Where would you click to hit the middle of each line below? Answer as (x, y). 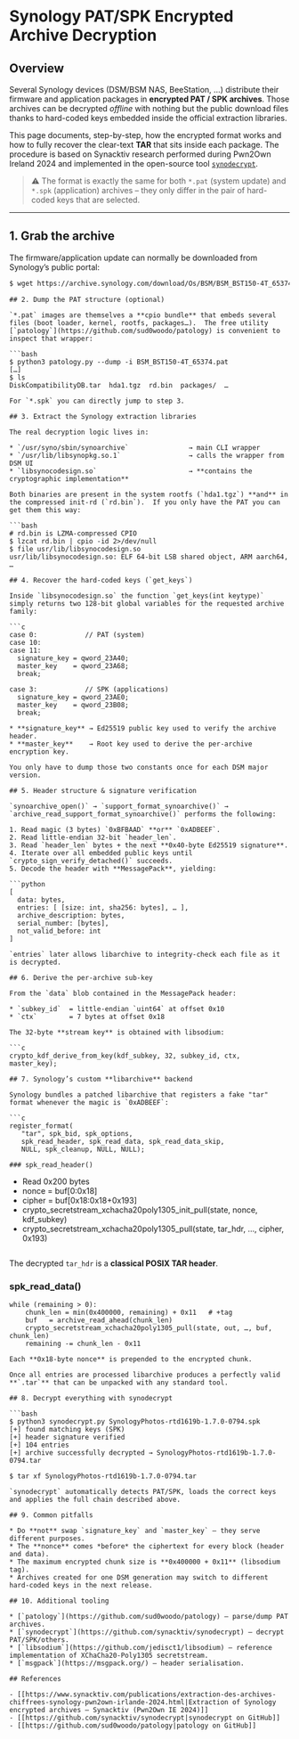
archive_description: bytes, (71, 915)
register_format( (41, 1126)
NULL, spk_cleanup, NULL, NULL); (83, 1149)
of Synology (254, 1702)
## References (36, 1678)
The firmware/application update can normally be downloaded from (133, 257)
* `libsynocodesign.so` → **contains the (131, 471)
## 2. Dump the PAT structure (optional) (87, 299)
